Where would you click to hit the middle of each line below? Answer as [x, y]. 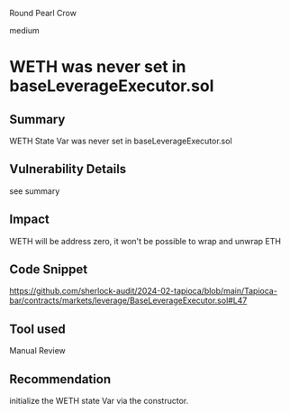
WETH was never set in [98, 67]
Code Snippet [49, 270]
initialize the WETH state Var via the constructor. [99, 401]
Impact [29, 220]
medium [24, 30]
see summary [35, 191]
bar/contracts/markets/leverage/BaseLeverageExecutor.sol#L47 [128, 300]
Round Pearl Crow [43, 13]
